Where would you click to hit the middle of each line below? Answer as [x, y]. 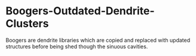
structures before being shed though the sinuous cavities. [77, 46]
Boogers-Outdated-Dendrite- [80, 11]
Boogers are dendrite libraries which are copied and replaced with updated [98, 40]
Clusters [27, 24]
